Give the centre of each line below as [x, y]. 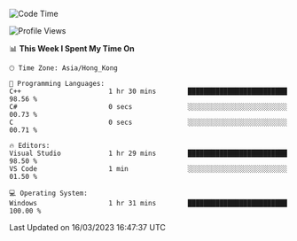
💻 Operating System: [49, 193]
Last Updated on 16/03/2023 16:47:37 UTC [87, 227]
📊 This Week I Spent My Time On [72, 48]
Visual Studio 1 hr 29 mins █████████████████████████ [148, 153]
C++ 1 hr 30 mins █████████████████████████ [148, 91]
